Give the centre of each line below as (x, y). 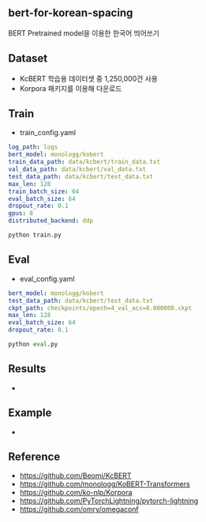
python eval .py (33, 344)
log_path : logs (33, 147)
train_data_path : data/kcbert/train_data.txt (84, 162)
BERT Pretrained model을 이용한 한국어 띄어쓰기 (84, 33)
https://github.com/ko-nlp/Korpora (76, 493)
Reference (34, 457)
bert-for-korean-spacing (71, 13)
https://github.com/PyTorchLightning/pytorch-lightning (109, 501)
